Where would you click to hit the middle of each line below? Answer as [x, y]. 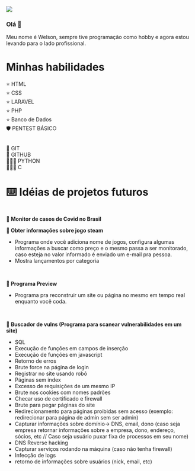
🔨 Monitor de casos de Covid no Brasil [54, 219]
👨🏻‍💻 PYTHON [23, 161]
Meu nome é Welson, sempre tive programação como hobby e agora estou [98, 37]
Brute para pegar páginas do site [55, 405]
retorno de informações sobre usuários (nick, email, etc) [83, 462]
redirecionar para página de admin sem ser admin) [76, 418]
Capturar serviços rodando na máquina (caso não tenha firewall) [94, 449]
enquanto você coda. [41, 302]
